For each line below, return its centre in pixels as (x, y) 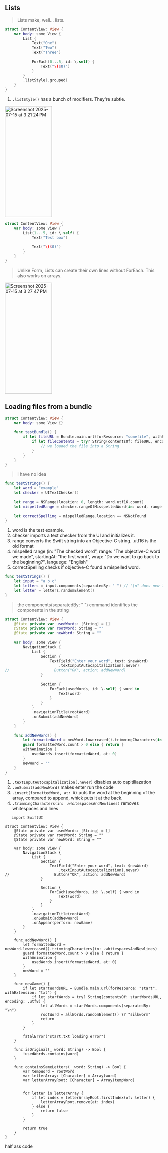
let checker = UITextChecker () (47, 493)
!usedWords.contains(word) (51, 1054)
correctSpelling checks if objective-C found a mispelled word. (76, 567)
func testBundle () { (35, 432)
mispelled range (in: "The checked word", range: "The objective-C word (86, 551)
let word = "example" (36, 488)
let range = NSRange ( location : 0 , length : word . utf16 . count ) (79, 502)
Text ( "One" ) (44, 43)
